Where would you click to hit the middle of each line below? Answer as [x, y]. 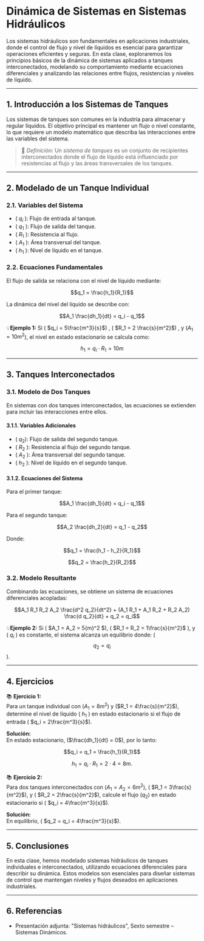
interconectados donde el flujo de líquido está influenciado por [100, 157]
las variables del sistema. [38, 139]
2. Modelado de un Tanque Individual [78, 188]
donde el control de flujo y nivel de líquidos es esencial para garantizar [95, 47]
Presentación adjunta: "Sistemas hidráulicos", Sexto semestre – [94, 926]
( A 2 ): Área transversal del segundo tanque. [70, 456]
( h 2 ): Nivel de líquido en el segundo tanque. [71, 464]
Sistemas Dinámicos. [41, 932]
